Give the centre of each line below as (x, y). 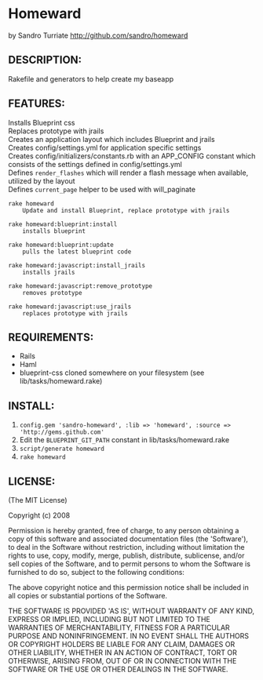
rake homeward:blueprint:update (61, 245)
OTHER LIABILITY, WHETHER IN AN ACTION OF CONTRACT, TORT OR (122, 653)
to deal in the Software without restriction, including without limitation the (126, 547)
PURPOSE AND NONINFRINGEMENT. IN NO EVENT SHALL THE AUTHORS (129, 636)
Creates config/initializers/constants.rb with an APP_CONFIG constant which (132, 156)
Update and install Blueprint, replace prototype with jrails (126, 210)
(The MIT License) (38, 500)
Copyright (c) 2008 (39, 515)
